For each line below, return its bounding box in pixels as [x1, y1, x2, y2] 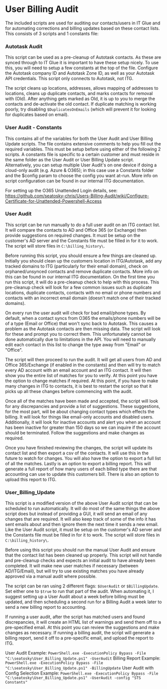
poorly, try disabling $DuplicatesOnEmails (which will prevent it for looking [5, 106, 157, 113]
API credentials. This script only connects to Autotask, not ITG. [5, 76, 134, 82]
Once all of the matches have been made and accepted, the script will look [5, 398, 159, 404]
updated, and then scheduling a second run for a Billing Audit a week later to [5, 599, 162, 605]
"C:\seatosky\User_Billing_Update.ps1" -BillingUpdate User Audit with [5, 665, 154, 671]
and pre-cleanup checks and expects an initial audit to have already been [5, 557, 156, 563]
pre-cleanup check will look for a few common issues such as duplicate [5, 284, 152, 290]
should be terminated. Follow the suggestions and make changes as [5, 429, 145, 435]
